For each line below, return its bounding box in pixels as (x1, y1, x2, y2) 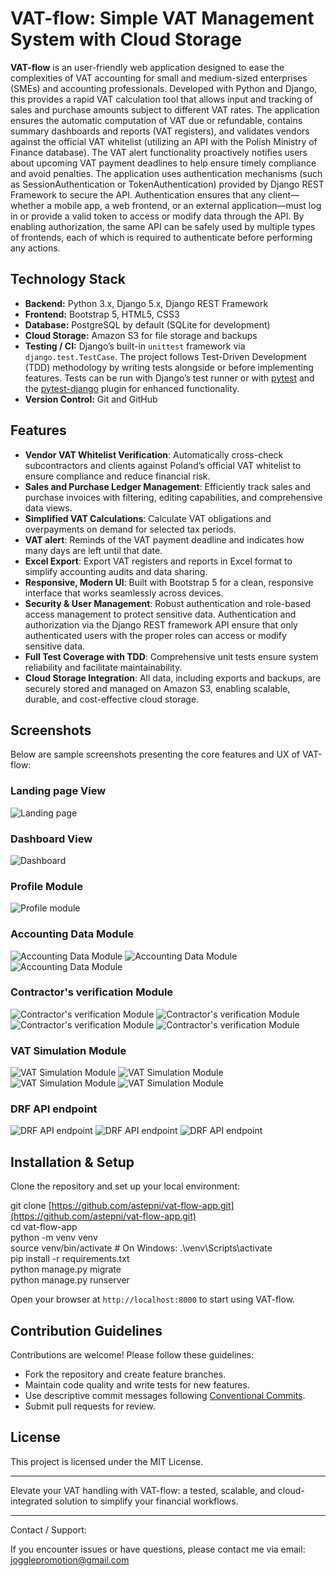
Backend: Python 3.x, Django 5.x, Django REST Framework (24, 297, 269, 309)
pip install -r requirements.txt (10, 1253, 130, 1265)
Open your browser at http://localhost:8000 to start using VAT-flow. (10, 1293, 296, 1306)
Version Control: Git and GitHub (24, 393, 158, 405)
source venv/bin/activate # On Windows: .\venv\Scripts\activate (10, 1242, 273, 1254)
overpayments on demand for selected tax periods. (24, 523, 237, 535)
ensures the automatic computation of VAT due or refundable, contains (10, 114, 303, 126)
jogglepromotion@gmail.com (10, 1553, 130, 1566)
